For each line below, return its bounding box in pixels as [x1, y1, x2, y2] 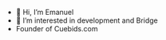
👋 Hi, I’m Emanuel [15, 8, 74, 16]
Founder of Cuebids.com [15, 24, 98, 33]
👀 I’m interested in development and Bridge [15, 16, 158, 25]
